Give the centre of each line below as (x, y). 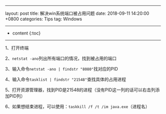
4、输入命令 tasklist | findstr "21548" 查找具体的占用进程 (66, 79)
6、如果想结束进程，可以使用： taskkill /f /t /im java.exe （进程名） (77, 106)
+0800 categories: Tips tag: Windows (44, 19)
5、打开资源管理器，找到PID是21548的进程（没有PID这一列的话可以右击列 (80, 90)
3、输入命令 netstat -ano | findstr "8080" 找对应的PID (62, 69)
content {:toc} (26, 33)
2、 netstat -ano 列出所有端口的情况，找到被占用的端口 (61, 58)
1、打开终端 (17, 48)
